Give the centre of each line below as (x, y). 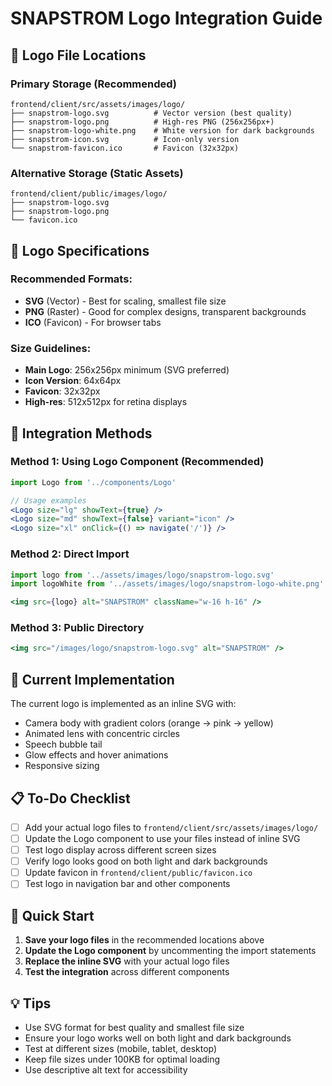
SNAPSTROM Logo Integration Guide (166, 18)
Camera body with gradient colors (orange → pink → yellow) (149, 723)
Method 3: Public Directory (77, 628)
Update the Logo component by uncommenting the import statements (170, 951)
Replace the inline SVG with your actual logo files (127, 961)
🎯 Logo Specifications (80, 250)
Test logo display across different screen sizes (120, 850)
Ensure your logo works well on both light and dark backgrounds (158, 1038)
